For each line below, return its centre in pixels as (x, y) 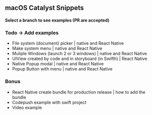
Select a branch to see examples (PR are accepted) (57, 20)
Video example (27, 107)
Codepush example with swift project (49, 102)
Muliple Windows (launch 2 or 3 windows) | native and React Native (79, 54)
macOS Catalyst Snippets (45, 8)
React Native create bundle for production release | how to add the (79, 92)
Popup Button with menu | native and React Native (62, 69)
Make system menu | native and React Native (57, 48)
